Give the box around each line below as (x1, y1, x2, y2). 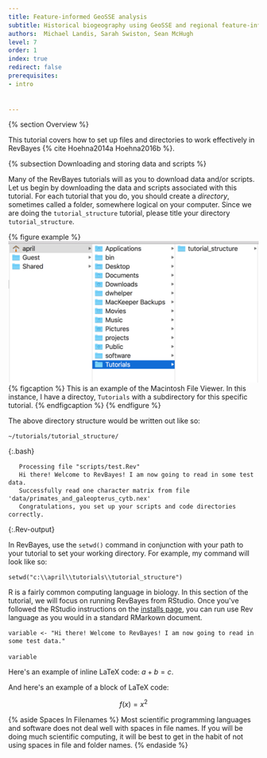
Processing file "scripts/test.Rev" (18, 462, 141, 470)
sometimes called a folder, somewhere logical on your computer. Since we (8, 200, 252, 210)
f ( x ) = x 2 (118, 697, 149, 709)
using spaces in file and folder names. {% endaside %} (8, 740, 188, 749)
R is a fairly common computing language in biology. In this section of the (8, 587, 249, 597)
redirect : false (8, 64, 62, 72)
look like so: (8, 556, 48, 566)
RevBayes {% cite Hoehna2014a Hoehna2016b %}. (8, 143, 175, 153)
